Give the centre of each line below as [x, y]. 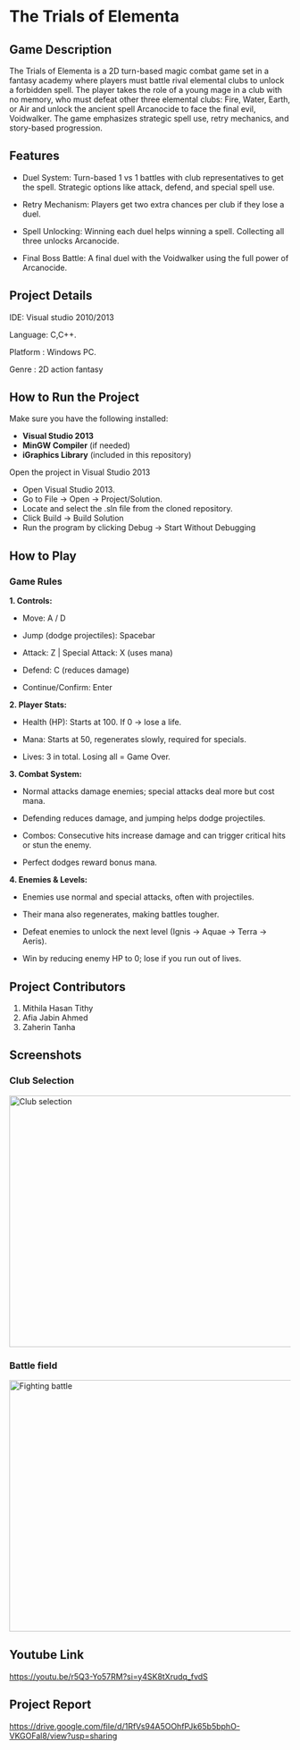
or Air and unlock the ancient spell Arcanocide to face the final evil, [133, 109]
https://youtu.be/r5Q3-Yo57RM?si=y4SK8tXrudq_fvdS [108, 1676]
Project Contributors [68, 987]
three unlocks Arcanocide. [71, 241]
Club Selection [42, 1081]
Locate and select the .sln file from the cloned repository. [128, 509]
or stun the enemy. [57, 845]
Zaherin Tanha [49, 1027]
